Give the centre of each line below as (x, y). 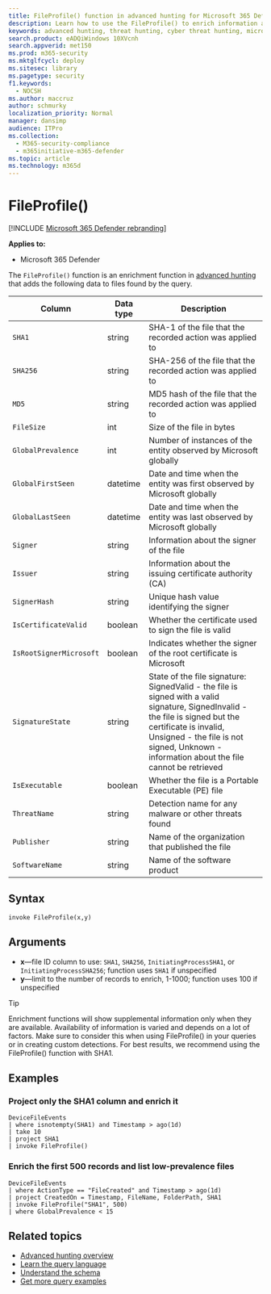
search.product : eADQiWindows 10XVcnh (73, 38)
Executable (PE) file (186, 790)
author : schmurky (38, 106)
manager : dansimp (38, 121)
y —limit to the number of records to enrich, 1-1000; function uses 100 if (139, 978)
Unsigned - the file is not (196, 737)
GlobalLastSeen (42, 517)
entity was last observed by (201, 517)
